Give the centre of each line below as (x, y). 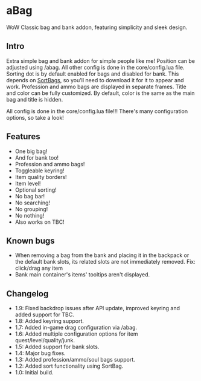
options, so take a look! (35, 117)
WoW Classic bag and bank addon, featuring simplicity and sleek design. (97, 27)
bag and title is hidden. (35, 99)
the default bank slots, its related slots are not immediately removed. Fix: (105, 262)
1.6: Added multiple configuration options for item (76, 334)
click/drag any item (39, 268)
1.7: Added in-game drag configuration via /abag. (76, 328)
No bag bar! (30, 196)
